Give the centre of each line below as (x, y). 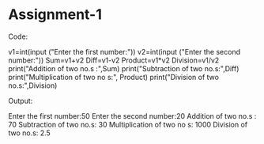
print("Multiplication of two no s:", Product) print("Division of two (114, 77)
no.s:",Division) (33, 85)
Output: (21, 100)
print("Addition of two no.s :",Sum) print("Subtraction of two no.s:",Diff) (124, 68)
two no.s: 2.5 (30, 133)
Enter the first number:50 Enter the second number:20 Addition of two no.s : (132, 116)
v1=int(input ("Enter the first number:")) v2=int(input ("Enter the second (124, 51)
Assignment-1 (55, 15)
